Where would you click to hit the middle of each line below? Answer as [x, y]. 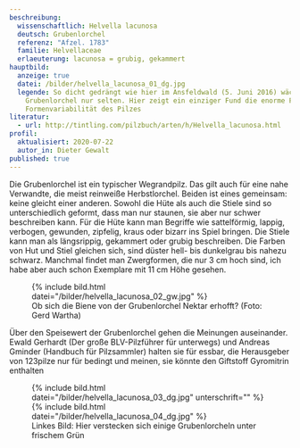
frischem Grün [58, 435]
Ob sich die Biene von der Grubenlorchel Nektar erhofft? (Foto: [147, 305]
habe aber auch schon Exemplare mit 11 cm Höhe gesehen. [118, 270]
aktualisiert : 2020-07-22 [66, 142]
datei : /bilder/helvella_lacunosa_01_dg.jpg [101, 84]
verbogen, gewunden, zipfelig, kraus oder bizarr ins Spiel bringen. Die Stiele [150, 231]
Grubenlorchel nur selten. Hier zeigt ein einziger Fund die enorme [155, 100]
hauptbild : [29, 68]
